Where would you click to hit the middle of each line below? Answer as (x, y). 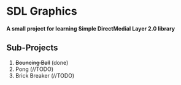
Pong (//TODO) (34, 69)
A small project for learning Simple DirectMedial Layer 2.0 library (91, 28)
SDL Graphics (42, 11)
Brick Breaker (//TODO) (45, 75)
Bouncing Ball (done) (42, 62)
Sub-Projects (32, 48)
